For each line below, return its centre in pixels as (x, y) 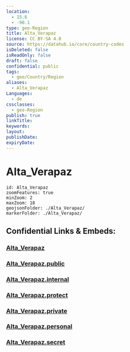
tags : (13, 72)
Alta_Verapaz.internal (37, 279)
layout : (16, 132)
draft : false (22, 61)
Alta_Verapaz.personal (39, 327)
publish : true (23, 115)
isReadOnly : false (28, 55)
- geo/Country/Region (38, 77)
